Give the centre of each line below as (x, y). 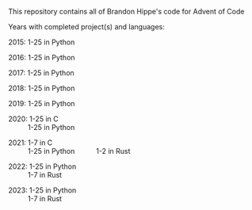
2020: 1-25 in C (33, 119)
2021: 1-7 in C (31, 143)
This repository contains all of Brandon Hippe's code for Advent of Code (126, 11)
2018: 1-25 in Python (42, 88)
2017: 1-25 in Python (42, 73)
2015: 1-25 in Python (42, 42)
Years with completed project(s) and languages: (86, 27)
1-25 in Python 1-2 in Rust (79, 151)
